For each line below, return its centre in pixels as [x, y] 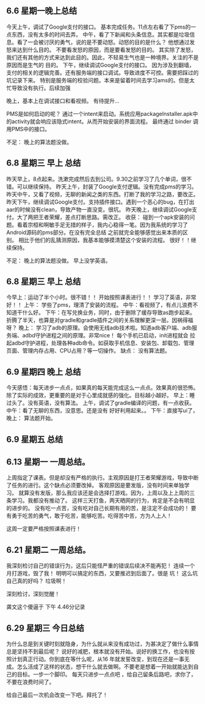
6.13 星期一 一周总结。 [48, 462]
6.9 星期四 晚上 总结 [44, 372]
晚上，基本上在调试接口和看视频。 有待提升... [63, 101]
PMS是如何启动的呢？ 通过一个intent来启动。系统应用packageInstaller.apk [99, 113]
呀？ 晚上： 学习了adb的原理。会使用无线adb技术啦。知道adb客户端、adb [99, 328]
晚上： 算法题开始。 [31, 418]
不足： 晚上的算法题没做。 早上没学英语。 [59, 260]
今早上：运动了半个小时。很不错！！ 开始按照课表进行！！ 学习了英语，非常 [101, 297]
